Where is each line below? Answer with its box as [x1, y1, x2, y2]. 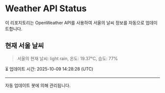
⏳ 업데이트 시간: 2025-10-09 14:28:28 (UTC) [5, 66, 93, 71]
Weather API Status [5, 3, 87, 14]
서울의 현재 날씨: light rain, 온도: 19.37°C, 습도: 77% [17, 55, 118, 61]
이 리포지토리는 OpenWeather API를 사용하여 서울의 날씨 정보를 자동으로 [5, 20, 145, 25]
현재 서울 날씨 [5, 42, 44, 50]
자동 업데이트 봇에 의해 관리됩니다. [5, 82, 71, 88]
